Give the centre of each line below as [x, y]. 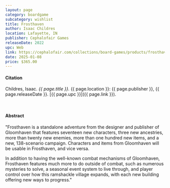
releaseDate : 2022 [25, 43]
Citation [14, 78]
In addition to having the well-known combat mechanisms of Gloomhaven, [83, 158]
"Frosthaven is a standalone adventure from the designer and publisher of [82, 127]
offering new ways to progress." [39, 179]
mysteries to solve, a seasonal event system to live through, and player [79, 169]
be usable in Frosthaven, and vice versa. [47, 148]
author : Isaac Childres [30, 29]
